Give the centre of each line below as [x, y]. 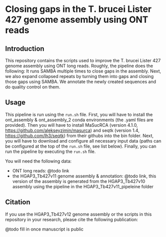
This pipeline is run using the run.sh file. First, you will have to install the [79, 114]
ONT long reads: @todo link [41, 170]
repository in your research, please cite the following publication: [72, 219]
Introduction [25, 48]
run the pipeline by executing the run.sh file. [50, 151]
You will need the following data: [39, 161]
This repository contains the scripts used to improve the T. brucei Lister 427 [83, 60]
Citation [18, 202]
